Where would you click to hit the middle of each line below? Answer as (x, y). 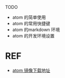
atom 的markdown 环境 (36, 30)
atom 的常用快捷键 (31, 23)
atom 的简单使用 (29, 17)
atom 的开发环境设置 (33, 36)
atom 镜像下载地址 (31, 70)
